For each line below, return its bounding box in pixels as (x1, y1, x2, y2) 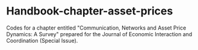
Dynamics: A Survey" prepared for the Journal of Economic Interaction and (6, 30, 193, 37)
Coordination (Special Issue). (6, 37, 78, 44)
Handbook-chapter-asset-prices (6, 4, 173, 18)
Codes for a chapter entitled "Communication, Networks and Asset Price (6, 24, 187, 31)
